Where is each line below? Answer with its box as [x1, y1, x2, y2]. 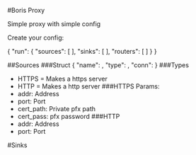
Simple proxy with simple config [7, 20, 101, 28]
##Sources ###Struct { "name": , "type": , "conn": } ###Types [7, 61, 190, 69]
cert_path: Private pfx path [17, 105, 96, 113]
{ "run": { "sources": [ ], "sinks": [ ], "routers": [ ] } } [7, 47, 157, 55]
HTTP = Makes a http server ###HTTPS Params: [17, 82, 161, 91]
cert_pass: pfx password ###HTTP [17, 113, 120, 120]
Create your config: [7, 33, 64, 42]
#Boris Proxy [7, 6, 45, 14]
